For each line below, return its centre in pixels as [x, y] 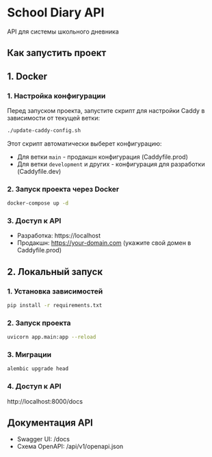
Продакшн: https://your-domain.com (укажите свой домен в [104, 243]
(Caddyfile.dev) [39, 171]
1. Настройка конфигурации [56, 96]
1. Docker [27, 76]
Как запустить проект [57, 53]
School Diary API [56, 13]
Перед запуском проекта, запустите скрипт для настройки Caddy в [106, 111]
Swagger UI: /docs [43, 439]
